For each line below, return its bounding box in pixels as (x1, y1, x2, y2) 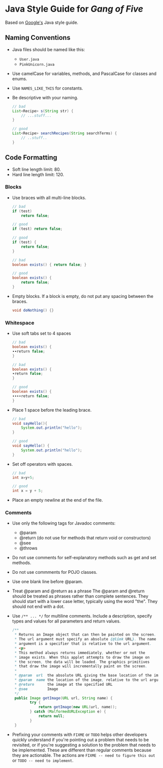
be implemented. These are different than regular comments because (12, 747, 152, 753)
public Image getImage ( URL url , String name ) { (14, 695, 113, 700)
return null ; (38, 714, 65, 719)
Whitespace (5, 319, 35, 326)
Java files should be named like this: (12, 46, 85, 52)
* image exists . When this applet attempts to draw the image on (14, 655, 150, 660)
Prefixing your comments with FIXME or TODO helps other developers (12, 731, 147, 737)
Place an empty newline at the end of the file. (12, 497, 103, 503)
